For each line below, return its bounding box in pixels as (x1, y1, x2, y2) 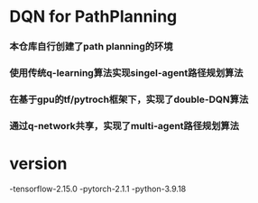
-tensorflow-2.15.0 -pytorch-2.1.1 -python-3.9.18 (9, 183, 187, 194)
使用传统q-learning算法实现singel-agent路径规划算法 (9, 67, 244, 79)
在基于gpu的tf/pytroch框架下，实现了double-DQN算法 (9, 93, 249, 106)
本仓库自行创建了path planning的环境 (9, 41, 173, 53)
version (9, 153, 68, 174)
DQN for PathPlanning (9, 6, 178, 27)
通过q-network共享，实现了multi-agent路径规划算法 (9, 119, 239, 132)
